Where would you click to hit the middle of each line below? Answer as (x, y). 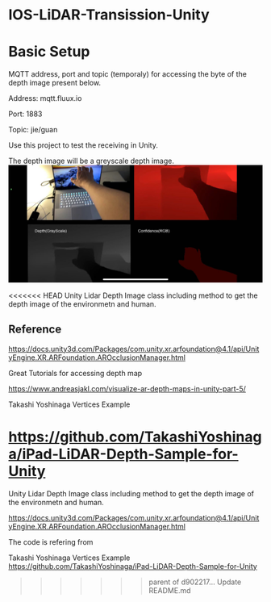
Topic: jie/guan (33, 130)
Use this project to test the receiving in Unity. (83, 145)
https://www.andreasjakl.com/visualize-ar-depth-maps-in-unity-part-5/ (127, 388)
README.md (170, 590)
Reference (35, 330)
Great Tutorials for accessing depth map (75, 373)
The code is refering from (51, 541)
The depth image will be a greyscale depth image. (92, 161)
